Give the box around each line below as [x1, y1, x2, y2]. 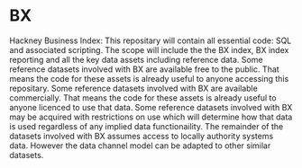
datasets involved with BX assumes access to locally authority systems [9, 130, 274, 141]
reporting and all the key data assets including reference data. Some [9, 54, 263, 65]
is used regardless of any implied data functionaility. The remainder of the [9, 120, 284, 131]
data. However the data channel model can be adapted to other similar [9, 140, 271, 151]
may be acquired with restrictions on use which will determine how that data [9, 111, 293, 122]
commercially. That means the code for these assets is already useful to [9, 92, 277, 103]
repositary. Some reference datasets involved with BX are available [9, 83, 259, 93]
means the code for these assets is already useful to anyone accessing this [9, 73, 289, 84]
